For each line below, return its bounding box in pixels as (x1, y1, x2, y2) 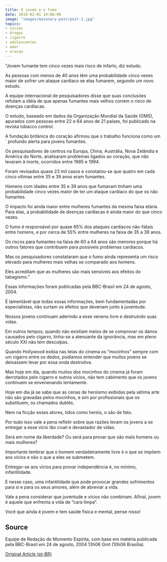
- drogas (5, 30, 23, 35)
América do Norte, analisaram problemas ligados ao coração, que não (5, 153, 149, 159)
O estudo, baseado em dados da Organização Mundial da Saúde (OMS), (5, 113, 154, 119)
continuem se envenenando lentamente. (5, 379, 88, 385)
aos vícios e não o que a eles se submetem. (5, 454, 95, 460)
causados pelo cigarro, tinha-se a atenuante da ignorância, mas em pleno (5, 333, 157, 339)
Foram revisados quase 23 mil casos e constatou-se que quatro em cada (5, 168, 156, 174)
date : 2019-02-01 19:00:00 (5, 12, 61, 17)
